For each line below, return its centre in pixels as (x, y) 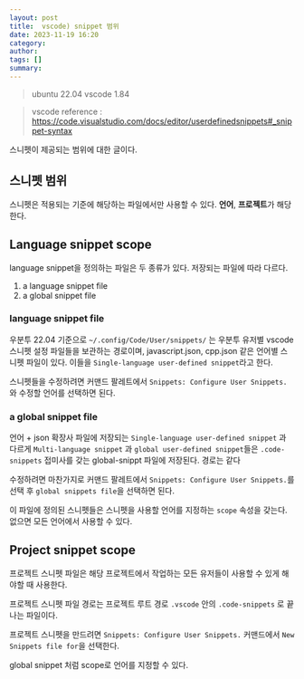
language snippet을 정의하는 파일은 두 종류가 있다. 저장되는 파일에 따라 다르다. (149, 267)
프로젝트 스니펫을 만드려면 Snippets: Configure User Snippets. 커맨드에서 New (152, 634)
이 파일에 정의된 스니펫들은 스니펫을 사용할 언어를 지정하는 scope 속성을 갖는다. (148, 510)
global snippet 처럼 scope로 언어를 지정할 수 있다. (99, 665)
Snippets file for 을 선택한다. (65, 646)
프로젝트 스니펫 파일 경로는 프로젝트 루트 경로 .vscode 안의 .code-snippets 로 (147, 604)
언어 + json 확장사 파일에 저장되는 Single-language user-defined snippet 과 (148, 438)
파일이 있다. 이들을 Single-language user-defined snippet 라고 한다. (149, 362)
